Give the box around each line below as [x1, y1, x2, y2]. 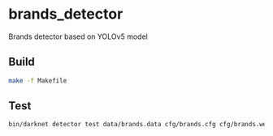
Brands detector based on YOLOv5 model [8, 32, 148, 41]
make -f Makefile [8, 76, 67, 85]
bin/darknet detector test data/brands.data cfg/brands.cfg [8, 121, 217, 129]
